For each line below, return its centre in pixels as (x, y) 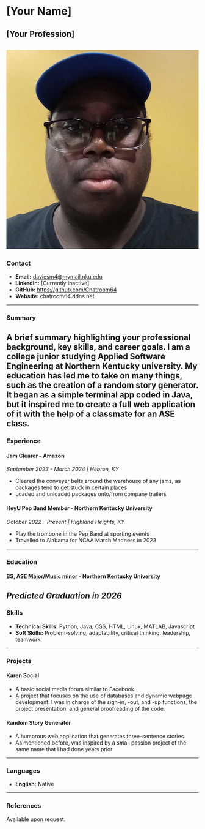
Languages (23, 771)
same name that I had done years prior (64, 749)
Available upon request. (36, 819)
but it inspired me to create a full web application (101, 404)
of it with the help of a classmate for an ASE (91, 414)
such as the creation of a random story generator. (103, 385)
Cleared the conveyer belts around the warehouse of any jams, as (98, 481)
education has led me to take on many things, (95, 376)
